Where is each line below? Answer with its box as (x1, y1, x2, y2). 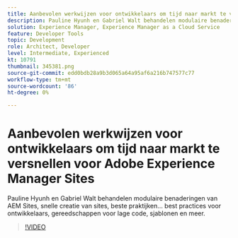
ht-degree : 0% (7, 89, 50, 96)
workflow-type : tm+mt (7, 76, 72, 83)
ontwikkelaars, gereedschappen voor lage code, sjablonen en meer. (7, 209, 205, 218)
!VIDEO (24, 223, 46, 232)
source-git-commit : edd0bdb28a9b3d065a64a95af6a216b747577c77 (7, 69, 195, 76)
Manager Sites (7, 171, 95, 187)
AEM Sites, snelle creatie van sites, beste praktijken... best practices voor (7, 202, 222, 210)
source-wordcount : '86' (7, 83, 78, 90)
